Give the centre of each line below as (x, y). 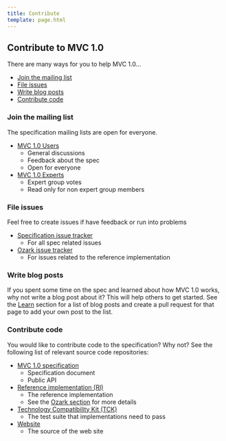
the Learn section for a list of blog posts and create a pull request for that (111, 305)
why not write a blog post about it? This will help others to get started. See (112, 297)
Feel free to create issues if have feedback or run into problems (97, 222)
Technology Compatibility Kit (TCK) (67, 409)
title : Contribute (33, 13)
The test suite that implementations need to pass (97, 416)
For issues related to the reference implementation (99, 257)
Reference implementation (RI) (60, 387)
